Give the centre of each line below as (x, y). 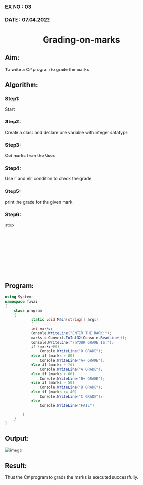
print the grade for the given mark (39, 202)
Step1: (13, 99)
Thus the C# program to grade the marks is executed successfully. (72, 477)
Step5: (13, 191)
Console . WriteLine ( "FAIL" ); (68, 405)
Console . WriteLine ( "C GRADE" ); (71, 397)
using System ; (19, 297)
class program (28, 311)
